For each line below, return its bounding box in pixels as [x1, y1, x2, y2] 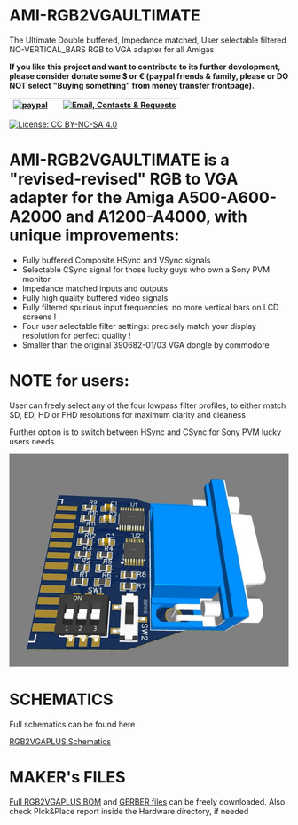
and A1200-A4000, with [65, 207, 247, 227]
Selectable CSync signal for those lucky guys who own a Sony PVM [21, 263, 271, 275]
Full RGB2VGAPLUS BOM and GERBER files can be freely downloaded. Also [9, 797, 286, 807]
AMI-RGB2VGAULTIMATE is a [9, 150, 231, 170]
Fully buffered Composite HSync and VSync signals [21, 255, 211, 265]
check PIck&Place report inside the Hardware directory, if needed [9, 806, 249, 817]
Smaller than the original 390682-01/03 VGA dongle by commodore [21, 339, 270, 350]
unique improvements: [9, 225, 180, 246]
